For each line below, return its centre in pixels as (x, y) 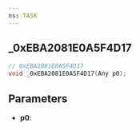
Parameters (38, 98)
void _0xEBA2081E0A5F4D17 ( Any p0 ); (68, 74)
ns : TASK (23, 16)
